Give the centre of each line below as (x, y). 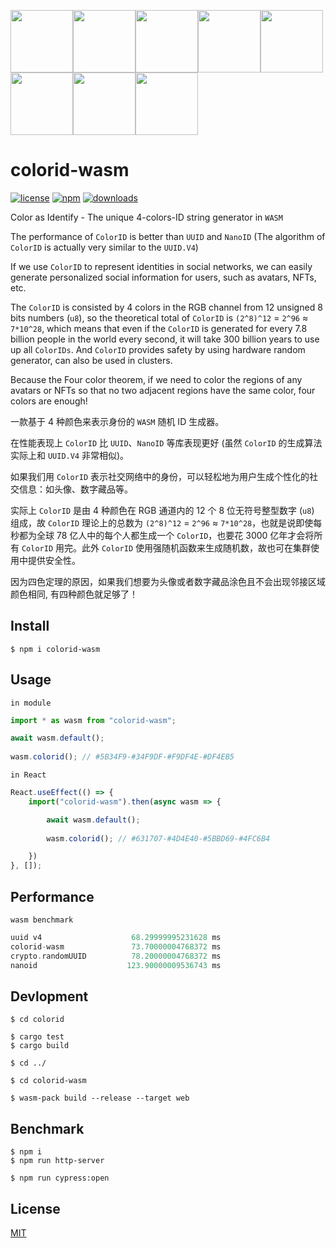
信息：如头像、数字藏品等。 (75, 489)
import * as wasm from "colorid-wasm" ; (93, 720)
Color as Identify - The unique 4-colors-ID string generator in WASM (146, 217)
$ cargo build (40, 1046)
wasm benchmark (42, 920)
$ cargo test (37, 1037)
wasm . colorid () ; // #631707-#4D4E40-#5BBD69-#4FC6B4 (158, 838)
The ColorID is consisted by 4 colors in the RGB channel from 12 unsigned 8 (166, 307)
